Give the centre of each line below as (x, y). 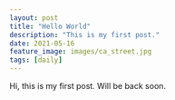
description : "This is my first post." (85, 35)
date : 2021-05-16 (42, 43)
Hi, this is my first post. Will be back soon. (87, 86)
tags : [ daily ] (36, 60)
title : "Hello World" (50, 26)
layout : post (34, 18)
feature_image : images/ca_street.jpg (81, 52)
